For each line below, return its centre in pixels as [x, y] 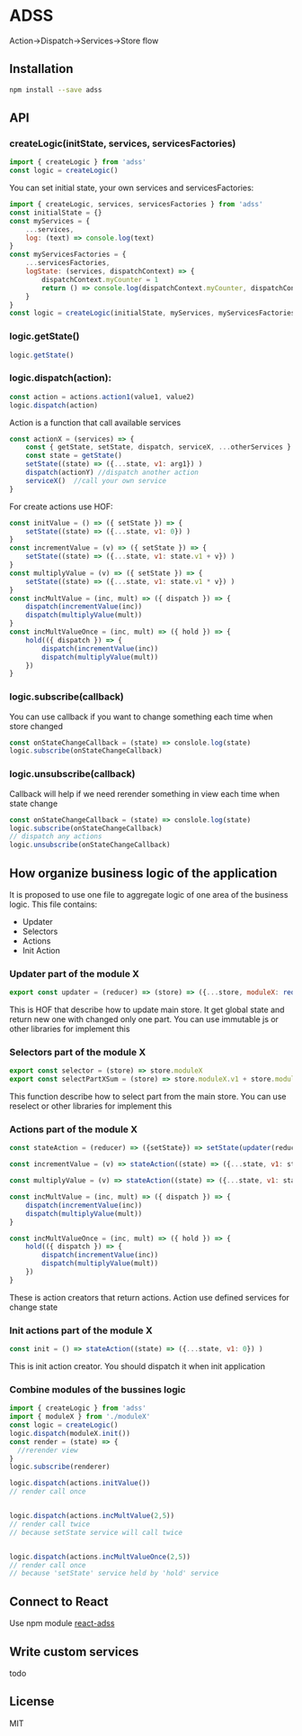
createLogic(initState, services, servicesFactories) [123, 143]
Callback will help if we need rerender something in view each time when [145, 793]
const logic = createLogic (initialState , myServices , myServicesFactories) [154, 313]
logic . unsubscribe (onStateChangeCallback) [90, 845]
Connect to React [59, 1601]
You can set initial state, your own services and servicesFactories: [132, 188]
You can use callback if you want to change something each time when [141, 717]
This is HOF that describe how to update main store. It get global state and [147, 1010]
